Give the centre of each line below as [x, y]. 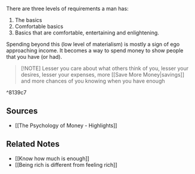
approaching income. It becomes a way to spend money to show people [95, 50]
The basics [28, 20]
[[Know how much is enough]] [52, 158]
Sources [22, 111]
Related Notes [33, 144]
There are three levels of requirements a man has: [67, 9]
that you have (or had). [34, 57]
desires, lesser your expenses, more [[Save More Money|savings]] [103, 75]
